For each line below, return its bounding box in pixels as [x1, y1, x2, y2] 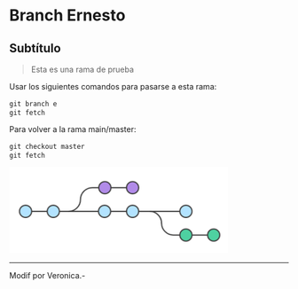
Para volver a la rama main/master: [9, 124, 137, 134]
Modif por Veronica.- [9, 270, 86, 280]
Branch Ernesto [9, 5, 126, 26]
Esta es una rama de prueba [30, 64, 135, 74]
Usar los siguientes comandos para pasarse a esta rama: [9, 82, 217, 91]
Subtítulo [9, 41, 61, 56]
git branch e [9, 99, 58, 108]
